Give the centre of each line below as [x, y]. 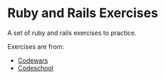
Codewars [33, 60]
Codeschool [35, 68]
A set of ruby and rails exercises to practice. [72, 33]
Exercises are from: [36, 46]
